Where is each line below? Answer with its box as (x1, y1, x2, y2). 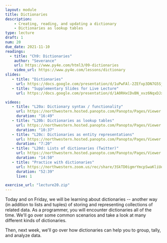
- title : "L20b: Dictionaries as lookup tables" (11, 118, 114, 123)
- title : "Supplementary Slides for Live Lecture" (11, 86, 119, 91)
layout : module (5, 7, 37, 12)
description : (5, 16, 32, 21)
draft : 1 (5, 35, 23, 40)
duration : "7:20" (16, 141, 52, 146)
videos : (5, 100, 21, 105)
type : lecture (5, 30, 35, 35)
